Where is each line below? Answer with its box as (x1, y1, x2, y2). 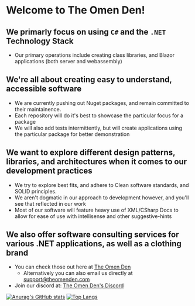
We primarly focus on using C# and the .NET (6, 27, 166, 37)
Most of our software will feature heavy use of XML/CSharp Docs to (14, 206, 179, 213)
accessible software (6, 84, 82, 94)
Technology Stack (6, 36, 74, 46)
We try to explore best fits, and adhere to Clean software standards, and (14, 181, 189, 188)
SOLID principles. (14, 188, 57, 195)
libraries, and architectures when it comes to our (6, 157, 187, 167)
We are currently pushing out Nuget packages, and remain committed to (14, 99, 189, 106)
